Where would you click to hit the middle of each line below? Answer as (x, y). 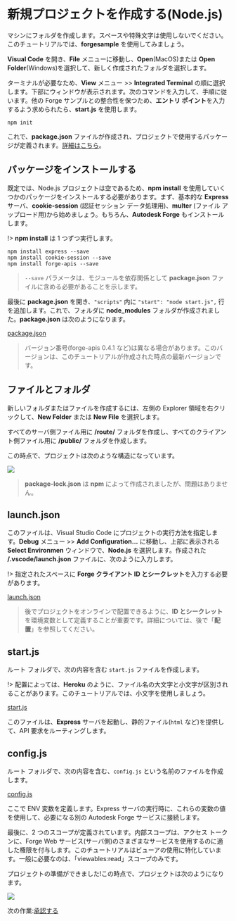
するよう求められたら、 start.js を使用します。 (74, 109)
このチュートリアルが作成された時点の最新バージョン (138, 356)
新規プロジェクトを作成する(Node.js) (115, 14)
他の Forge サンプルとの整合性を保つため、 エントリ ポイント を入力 (128, 100)
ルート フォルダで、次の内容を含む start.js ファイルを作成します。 (105, 670)
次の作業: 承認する (33, 910)
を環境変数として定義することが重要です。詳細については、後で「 (119, 620)
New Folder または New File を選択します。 (100, 417)
